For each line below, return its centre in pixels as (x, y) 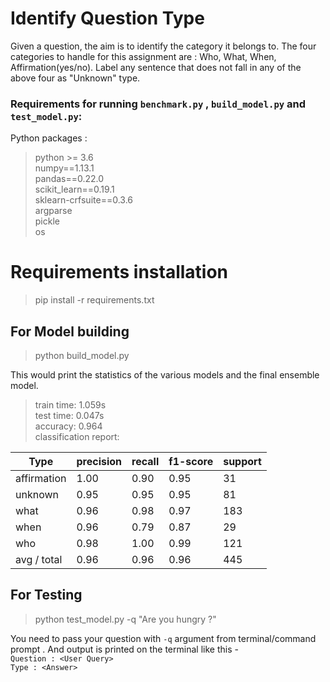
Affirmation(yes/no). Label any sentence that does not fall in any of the (156, 67)
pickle (47, 221)
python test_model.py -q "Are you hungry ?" (125, 619)
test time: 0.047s (69, 415)
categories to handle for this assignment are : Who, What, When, (143, 56)
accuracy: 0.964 (68, 426)
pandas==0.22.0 (69, 179)
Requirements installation (119, 272)
